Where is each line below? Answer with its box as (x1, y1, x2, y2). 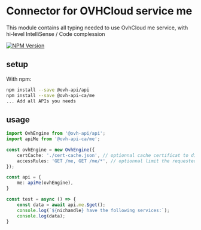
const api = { (6, 174, 42, 180)
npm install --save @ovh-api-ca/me (6, 92, 95, 98)
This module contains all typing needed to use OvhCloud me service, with (6, 24, 188, 31)
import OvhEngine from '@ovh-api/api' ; (6, 131, 106, 137)
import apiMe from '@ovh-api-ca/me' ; (6, 136, 100, 142)
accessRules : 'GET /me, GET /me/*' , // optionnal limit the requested (17, 158, 197, 164)
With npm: (6, 75, 32, 82)
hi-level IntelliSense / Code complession (6, 30, 106, 37)
